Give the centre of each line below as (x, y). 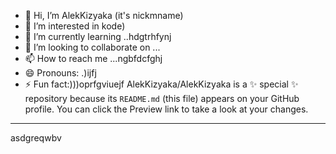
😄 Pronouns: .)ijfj (60, 73)
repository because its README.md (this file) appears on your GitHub (162, 98)
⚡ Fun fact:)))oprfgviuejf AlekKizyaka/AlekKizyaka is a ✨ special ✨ (161, 84)
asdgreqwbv (36, 138)
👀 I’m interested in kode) (75, 26)
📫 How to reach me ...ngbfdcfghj (93, 58)
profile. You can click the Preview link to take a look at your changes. (166, 109)
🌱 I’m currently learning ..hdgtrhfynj (98, 36)
